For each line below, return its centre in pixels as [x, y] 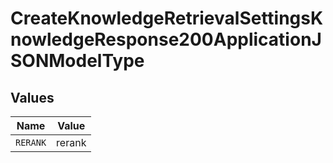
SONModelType [77, 61]
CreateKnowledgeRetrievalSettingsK [167, 18]
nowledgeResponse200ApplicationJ [166, 39]
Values [32, 97]
